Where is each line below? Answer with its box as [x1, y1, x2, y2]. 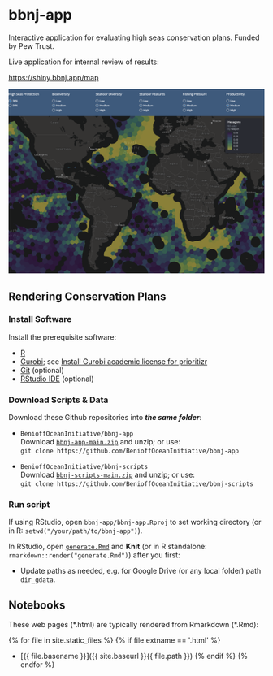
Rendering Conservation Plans [8, 289, 167, 303]
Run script [8, 499, 50, 510]
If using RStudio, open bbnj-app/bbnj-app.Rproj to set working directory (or [8, 518, 262, 527]
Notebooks [8, 598, 66, 612]
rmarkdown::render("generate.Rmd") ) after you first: [8, 550, 180, 560]
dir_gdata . [19, 574, 56, 584]
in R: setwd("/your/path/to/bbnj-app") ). [8, 526, 143, 535]
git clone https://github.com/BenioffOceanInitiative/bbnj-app [19, 447, 240, 456]
